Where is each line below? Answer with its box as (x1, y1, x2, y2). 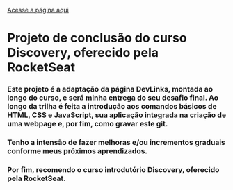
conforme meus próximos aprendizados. (7, 146, 148, 156)
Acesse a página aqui (7, 6, 70, 14)
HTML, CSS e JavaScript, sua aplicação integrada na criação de (7, 110, 227, 120)
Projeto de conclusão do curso (7, 31, 187, 46)
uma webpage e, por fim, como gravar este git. (7, 119, 168, 129)
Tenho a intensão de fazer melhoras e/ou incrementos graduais (7, 138, 226, 148)
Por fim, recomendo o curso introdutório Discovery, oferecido (7, 164, 220, 174)
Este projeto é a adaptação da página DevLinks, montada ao (7, 85, 214, 94)
